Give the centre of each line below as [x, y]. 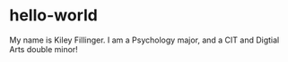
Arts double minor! [44, 49]
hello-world [54, 15]
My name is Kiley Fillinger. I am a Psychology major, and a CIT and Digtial [144, 40]
